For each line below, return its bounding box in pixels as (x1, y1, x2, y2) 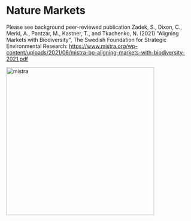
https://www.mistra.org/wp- (68, 43, 138, 50)
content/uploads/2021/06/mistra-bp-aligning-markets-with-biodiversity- (6, 49, 186, 56)
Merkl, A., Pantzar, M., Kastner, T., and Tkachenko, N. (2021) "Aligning (6, 29, 179, 37)
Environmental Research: (6, 43, 68, 50)
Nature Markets (6, 4, 86, 17)
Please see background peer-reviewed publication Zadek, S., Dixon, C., (6, 23, 183, 31)
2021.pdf (6, 55, 28, 62)
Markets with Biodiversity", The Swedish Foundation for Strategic (6, 36, 167, 43)
